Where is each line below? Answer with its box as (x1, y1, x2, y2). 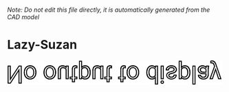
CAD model (7, 12, 40, 21)
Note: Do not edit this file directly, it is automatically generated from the (7, 5, 210, 14)
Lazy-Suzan (7, 36, 78, 52)
